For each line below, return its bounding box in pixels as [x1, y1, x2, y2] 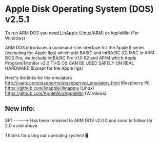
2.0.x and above [5, 123, 38, 128]
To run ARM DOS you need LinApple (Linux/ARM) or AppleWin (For [5, 30, 139, 36]
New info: [5, 104, 35, 113]
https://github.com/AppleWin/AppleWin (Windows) [5, 90, 107, 96]
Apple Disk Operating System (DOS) [5, 3, 154, 15]
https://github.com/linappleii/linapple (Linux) [5, 85, 94, 91]
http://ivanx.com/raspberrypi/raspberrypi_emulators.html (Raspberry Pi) [5, 80, 150, 86]
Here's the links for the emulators [5, 75, 72, 81]
